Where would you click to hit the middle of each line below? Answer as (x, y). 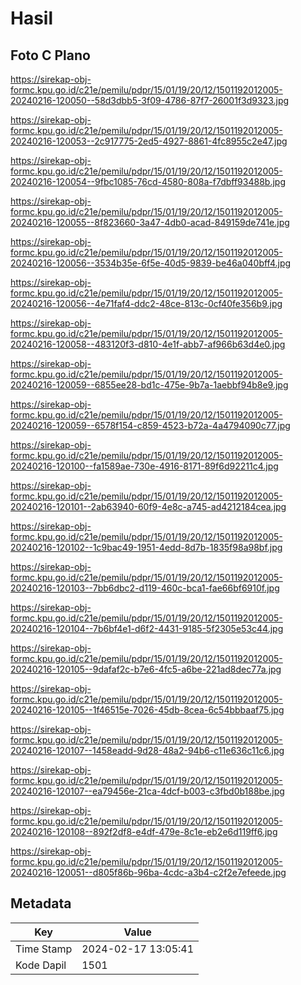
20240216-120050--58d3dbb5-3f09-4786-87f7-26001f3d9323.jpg (150, 100)
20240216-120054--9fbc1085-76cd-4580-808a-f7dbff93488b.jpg (148, 181)
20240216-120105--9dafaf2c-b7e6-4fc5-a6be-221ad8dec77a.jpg (146, 669)
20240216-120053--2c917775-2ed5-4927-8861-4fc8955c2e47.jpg (149, 141)
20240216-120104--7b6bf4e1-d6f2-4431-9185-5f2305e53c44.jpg (147, 628)
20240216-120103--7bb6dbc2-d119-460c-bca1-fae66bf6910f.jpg (145, 588)
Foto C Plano (50, 55)
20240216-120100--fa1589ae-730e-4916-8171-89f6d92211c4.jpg (144, 466)
